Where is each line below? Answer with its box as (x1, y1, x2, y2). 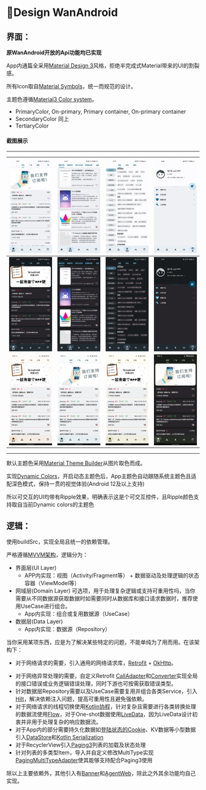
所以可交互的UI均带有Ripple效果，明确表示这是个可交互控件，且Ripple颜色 (6, 493, 194, 500)
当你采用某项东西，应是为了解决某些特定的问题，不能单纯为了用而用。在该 (6, 639, 194, 646)
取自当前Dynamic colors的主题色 (11, 501, 94, 508)
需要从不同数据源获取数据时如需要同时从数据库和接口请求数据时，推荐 (15, 595, 193, 602)
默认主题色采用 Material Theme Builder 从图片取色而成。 (6, 459, 146, 467)
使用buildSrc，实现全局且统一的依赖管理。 (6, 538, 113, 545)
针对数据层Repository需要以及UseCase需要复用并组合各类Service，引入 (15, 688, 198, 695)
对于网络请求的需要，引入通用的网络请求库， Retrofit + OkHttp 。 (15, 659, 177, 667)
